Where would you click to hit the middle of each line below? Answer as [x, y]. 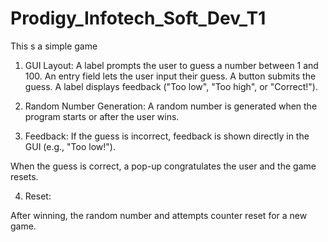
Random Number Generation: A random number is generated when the [171, 106]
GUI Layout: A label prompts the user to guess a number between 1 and [171, 65]
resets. [24, 176]
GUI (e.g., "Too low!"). [70, 146]
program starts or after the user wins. [102, 116]
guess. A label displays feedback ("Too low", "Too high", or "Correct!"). [171, 86]
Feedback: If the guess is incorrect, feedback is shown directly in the [167, 136]
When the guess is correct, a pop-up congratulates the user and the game [163, 166]
